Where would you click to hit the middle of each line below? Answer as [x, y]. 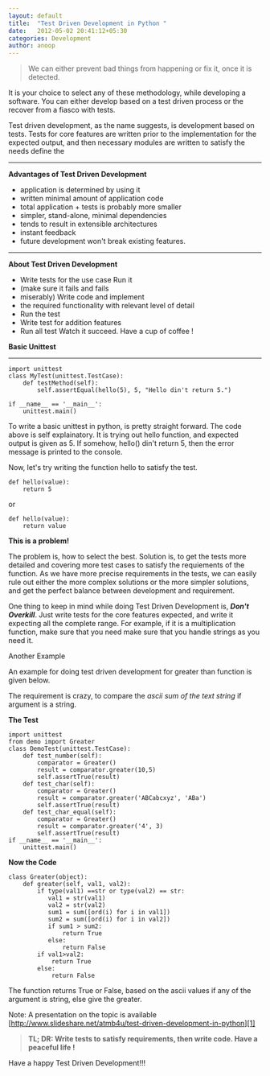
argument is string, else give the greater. [75, 1000]
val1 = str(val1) [77, 898]
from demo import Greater [51, 742]
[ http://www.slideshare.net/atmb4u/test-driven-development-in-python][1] [132, 1024]
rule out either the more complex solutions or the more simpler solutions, [129, 582]
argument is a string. [43, 704]
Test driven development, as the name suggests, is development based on [131, 126]
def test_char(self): [59, 784]
